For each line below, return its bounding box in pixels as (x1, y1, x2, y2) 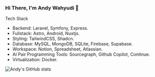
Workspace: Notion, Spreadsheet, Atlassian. (12, 46, 103, 52)
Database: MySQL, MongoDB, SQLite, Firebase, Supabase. (12, 41, 133, 47)
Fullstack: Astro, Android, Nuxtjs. (12, 31, 80, 37)
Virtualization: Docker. (12, 57, 58, 63)
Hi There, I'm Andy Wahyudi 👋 (5, 4, 79, 11)
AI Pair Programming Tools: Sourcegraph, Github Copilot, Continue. (12, 51, 151, 57)
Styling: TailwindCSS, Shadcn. (12, 36, 75, 41)
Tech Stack (5, 16, 28, 22)
